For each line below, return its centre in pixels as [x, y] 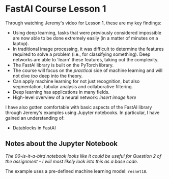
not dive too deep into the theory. [48, 76]
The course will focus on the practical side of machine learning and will [88, 70]
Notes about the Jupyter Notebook [62, 144]
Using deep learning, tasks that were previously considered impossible [87, 32]
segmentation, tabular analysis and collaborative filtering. [73, 86]
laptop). [21, 43]
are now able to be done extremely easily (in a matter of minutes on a [85, 38]
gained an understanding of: [35, 118]
